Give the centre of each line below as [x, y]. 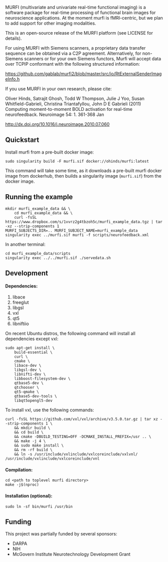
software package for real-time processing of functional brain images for [80, 13]
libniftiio [21, 324]
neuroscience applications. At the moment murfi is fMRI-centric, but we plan [84, 18]
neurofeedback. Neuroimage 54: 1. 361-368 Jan [55, 114]
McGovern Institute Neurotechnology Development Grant [71, 554]
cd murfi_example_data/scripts [38, 253]
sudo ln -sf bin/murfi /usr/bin [39, 506]
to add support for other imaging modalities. [51, 23]
